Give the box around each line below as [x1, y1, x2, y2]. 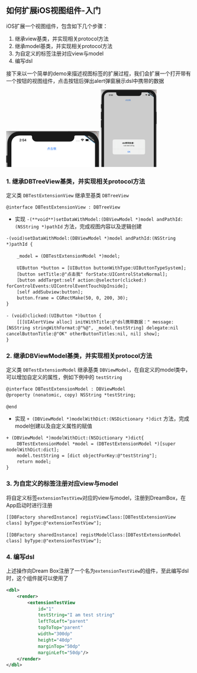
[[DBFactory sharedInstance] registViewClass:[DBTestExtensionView [6, 514, 176, 520]
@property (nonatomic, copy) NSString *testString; [6, 392, 136, 398]
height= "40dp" [37, 637, 73, 643]
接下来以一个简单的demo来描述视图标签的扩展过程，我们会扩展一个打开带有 [6, 70, 191, 77]
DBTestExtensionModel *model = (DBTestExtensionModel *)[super [17, 441, 176, 447]
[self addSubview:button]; [17, 289, 83, 295]
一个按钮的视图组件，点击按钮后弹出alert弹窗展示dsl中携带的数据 [6, 77, 164, 84]
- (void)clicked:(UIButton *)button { [6, 313, 102, 319]
